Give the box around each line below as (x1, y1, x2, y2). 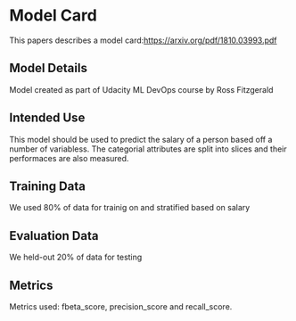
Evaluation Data (9, 228, 99, 243)
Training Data (9, 178, 86, 193)
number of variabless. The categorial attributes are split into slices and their (9, 144, 287, 154)
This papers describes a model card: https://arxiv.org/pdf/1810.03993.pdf (9, 35, 278, 45)
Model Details (9, 61, 87, 76)
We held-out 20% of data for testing (9, 251, 143, 263)
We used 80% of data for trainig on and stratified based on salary (9, 202, 251, 213)
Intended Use (9, 111, 86, 126)
